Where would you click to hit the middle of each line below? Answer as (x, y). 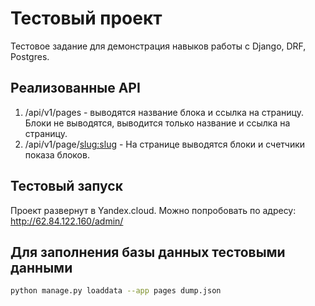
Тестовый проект (86, 18)
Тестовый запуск (66, 186)
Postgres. (30, 56)
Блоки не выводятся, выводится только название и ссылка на (157, 123)
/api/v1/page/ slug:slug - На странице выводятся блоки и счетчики (165, 144)
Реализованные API (75, 88)
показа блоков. (57, 154)
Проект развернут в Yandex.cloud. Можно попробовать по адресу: (153, 210)
